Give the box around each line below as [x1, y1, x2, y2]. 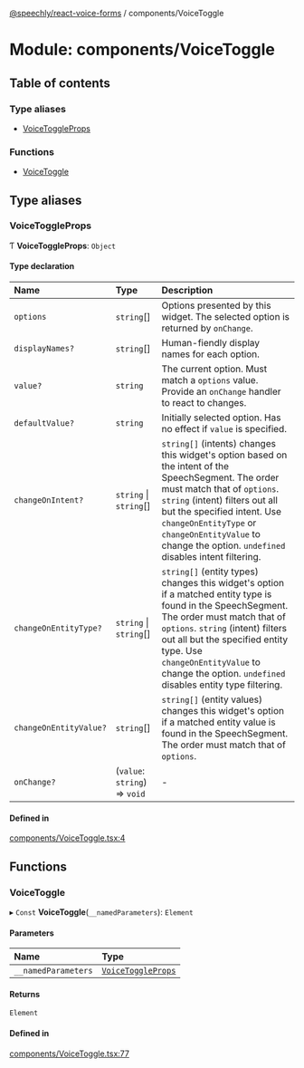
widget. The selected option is [161, 311, 290, 323]
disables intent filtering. [161, 551, 261, 563]
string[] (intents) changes [161, 438, 276, 450]
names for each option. [161, 348, 261, 361]
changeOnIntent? [14, 496, 84, 505]
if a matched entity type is [161, 588, 272, 601]
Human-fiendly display [161, 337, 261, 350]
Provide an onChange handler [161, 385, 281, 398]
